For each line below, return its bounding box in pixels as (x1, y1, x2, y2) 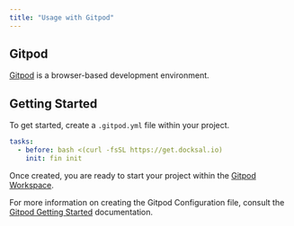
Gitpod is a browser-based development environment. (9, 70, 209, 81)
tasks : (9, 137, 34, 146)
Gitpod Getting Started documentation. (9, 206, 154, 217)
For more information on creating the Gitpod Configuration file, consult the (9, 196, 285, 207)
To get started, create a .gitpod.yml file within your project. (9, 120, 230, 131)
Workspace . (9, 179, 54, 190)
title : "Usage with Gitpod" (9, 13, 115, 22)
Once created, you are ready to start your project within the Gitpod (9, 169, 256, 180)
